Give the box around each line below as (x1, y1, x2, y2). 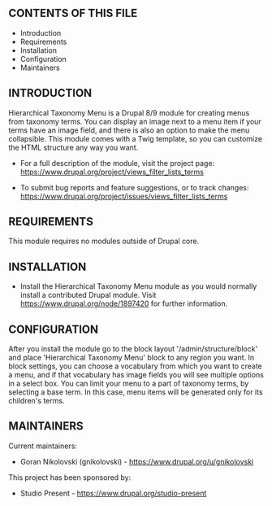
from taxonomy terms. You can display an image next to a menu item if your (8, 116, 261, 126)
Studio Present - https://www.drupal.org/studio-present (19, 488, 207, 498)
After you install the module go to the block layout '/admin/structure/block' (8, 344, 258, 354)
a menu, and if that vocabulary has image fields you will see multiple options (8, 370, 264, 380)
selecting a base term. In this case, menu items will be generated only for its (8, 387, 263, 397)
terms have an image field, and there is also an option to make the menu (8, 125, 250, 135)
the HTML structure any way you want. (8, 142, 139, 152)
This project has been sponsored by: (8, 472, 132, 482)
